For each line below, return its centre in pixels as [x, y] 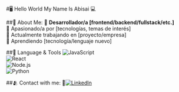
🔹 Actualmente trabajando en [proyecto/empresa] [66, 35]
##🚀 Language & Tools [34, 52]
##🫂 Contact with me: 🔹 [36, 83]
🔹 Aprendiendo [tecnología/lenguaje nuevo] [59, 41]
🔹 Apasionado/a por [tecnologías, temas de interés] [69, 28]
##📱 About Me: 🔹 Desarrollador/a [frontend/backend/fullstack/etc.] [90, 22]
